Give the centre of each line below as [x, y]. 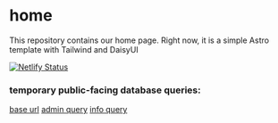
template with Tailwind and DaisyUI [74, 49]
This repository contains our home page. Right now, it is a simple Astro [139, 40]
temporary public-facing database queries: [105, 90]
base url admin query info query [68, 110]
